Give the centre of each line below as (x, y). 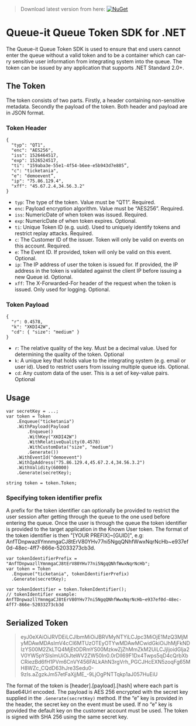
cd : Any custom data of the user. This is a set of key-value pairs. (92, 373)
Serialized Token (37, 622)
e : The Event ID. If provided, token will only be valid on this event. (93, 252)
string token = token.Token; (42, 483)
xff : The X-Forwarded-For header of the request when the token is (95, 283)
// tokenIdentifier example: (42, 595)
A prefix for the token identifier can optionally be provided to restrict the (93, 511)
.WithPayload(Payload (43, 427)
